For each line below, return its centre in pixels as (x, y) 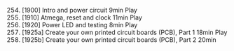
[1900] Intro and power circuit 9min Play (79, 10)
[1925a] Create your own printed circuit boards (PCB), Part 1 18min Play (124, 32)
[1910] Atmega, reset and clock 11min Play (82, 17)
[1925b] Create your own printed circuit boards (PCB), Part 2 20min (119, 40)
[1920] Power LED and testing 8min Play (80, 25)
